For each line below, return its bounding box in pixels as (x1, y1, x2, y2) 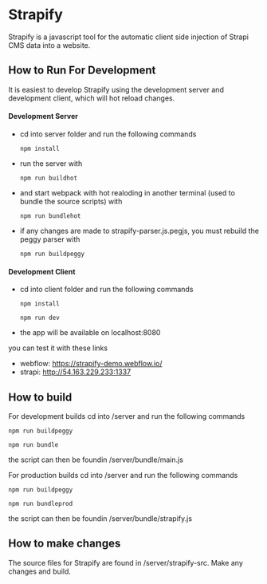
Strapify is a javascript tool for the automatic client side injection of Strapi (8, 32, 249, 41)
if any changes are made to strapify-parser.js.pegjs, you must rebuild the (19, 226, 259, 235)
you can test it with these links (8, 343, 108, 353)
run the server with (19, 158, 83, 168)
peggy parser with (19, 234, 80, 244)
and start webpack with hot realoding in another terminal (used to (19, 187, 235, 197)
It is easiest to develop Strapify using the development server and (8, 85, 225, 94)
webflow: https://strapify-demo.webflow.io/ (19, 359, 163, 369)
